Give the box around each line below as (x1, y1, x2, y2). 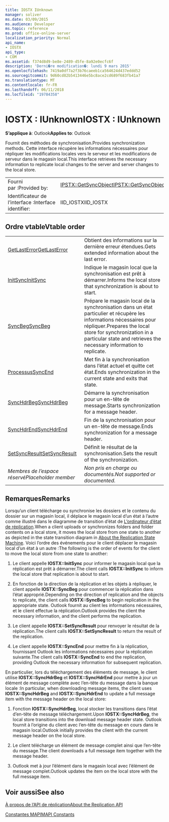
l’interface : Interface (8, 199, 56, 206)
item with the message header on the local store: (5, 696, 107, 702)
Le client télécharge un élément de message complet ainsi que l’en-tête (12, 742, 161, 748)
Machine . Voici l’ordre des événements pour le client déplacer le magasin (5, 539, 157, 545)
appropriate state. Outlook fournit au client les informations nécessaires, (12, 602, 162, 608)
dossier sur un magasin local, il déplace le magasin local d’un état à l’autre (5, 513, 159, 519)
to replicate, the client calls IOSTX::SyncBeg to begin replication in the (12, 596, 159, 603)
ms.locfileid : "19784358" (5, 92, 59, 97)
